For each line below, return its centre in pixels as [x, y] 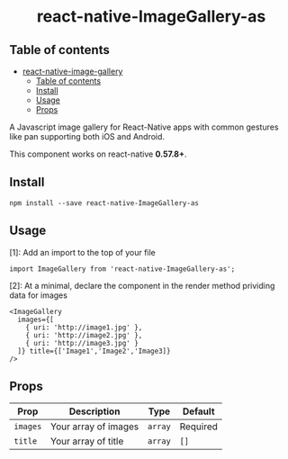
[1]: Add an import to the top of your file [82, 252]
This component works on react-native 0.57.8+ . [98, 154]
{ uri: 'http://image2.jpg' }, [84, 335]
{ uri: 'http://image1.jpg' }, [84, 327]
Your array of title [87, 441]
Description [94, 411]
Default [198, 411]
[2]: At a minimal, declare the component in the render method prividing [142, 285]
